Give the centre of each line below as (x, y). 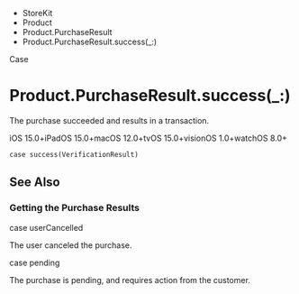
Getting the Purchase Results (74, 208)
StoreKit (37, 13)
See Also (35, 183)
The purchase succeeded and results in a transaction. (109, 120)
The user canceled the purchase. (71, 245)
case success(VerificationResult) (74, 154)
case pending (35, 262)
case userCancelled (46, 227)
